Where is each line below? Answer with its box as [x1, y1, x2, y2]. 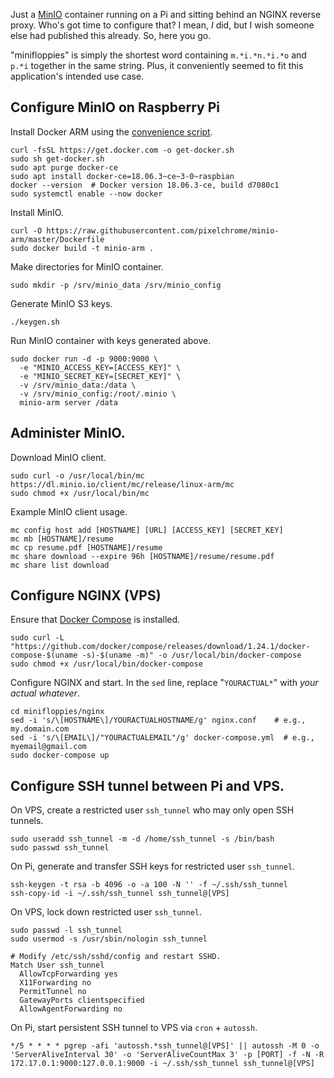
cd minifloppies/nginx [10, 707, 105, 717]
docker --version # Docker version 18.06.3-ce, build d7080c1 [10, 180, 280, 190]
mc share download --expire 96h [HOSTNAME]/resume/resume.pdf [10, 551, 275, 561]
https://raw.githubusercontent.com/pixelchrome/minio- [46, 225, 280, 236]
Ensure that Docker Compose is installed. [10, 614, 181, 626]
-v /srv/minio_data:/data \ [19, 380, 137, 390]
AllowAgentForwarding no [19, 1004, 123, 1014]
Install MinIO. [10, 206, 64, 218]
